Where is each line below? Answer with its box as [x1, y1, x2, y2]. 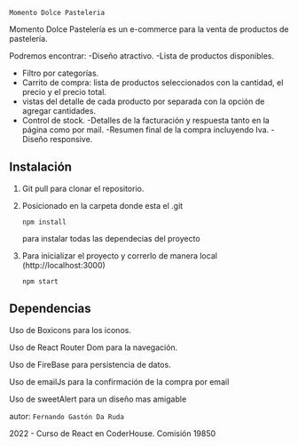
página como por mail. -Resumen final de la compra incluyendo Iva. [21, 124, 270, 135]
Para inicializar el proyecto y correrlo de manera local [21, 250, 217, 261]
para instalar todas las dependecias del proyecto [21, 233, 201, 243]
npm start [21, 276, 59, 286]
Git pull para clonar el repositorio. [21, 183, 145, 194]
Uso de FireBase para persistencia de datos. [9, 359, 171, 370]
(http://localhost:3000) [21, 259, 106, 270]
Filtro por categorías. [21, 68, 99, 78]
